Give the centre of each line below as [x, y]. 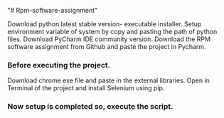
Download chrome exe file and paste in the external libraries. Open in [108, 80]
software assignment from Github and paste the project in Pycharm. [107, 47]
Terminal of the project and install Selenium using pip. [86, 88]
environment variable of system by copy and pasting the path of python [112, 32]
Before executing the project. [59, 65]
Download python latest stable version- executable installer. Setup [105, 24]
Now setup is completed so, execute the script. [90, 107]
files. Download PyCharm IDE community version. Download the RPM [109, 39]
